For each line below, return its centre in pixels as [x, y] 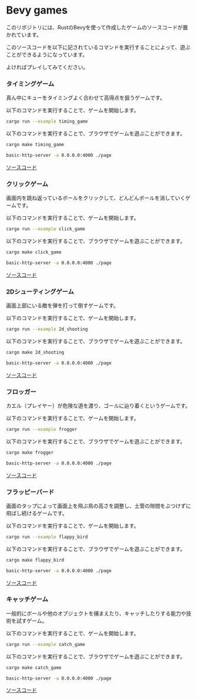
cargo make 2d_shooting [35, 352]
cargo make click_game [34, 252]
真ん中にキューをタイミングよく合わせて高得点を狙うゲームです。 [86, 98]
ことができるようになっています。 [47, 54]
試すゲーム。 [32, 621]
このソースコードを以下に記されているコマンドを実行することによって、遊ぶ [98, 47]
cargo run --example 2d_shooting [47, 329]
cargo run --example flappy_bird [47, 537]
